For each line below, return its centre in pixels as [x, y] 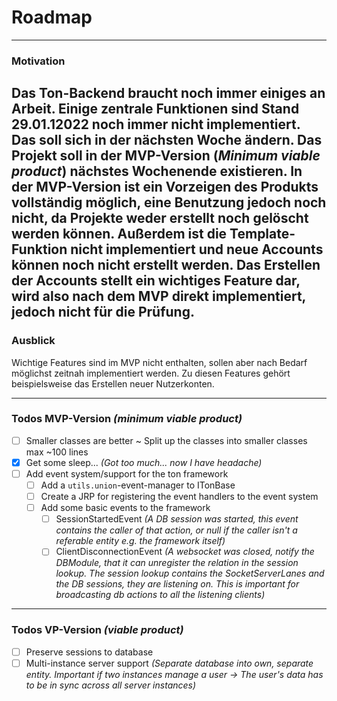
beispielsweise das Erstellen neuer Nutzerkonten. [113, 383]
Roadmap [52, 17]
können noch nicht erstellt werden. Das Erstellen [166, 265]
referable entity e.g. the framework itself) [140, 541]
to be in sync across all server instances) [111, 685]
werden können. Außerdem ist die [119, 234]
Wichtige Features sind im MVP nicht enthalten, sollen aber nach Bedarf [159, 362]
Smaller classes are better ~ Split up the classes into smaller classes [166, 440]
